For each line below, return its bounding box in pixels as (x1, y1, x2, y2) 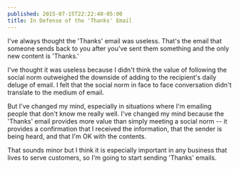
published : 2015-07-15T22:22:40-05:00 (7, 10, 123, 18)
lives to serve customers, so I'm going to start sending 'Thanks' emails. (7, 153, 217, 162)
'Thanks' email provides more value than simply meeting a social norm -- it (7, 116, 228, 125)
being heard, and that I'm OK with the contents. (7, 132, 147, 141)
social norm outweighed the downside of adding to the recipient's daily (7, 72, 217, 82)
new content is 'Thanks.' (7, 51, 80, 60)
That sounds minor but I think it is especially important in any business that (7, 146, 228, 154)
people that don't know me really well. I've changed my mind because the (7, 109, 225, 118)
